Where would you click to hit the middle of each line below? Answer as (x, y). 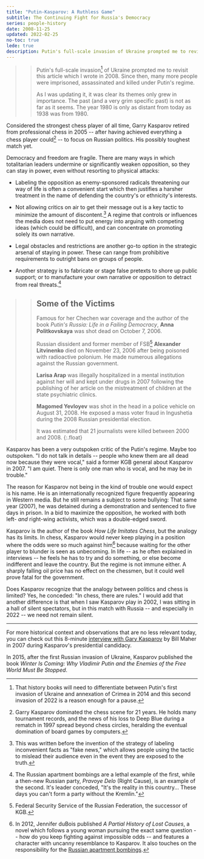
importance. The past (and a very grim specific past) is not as (114, 101)
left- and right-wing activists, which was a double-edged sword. (87, 519)
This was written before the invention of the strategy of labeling (94, 743)
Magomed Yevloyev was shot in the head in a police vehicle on (116, 406)
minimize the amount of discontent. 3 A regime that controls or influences (106, 214)
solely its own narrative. (45, 234)
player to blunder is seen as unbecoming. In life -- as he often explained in (99, 551)
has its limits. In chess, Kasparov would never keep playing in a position (96, 537)
